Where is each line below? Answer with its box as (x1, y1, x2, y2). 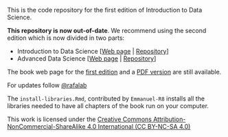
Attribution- (153, 115, 186, 123)
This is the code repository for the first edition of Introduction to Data (7, 6, 203, 14)
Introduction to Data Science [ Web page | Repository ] (16, 48, 170, 55)
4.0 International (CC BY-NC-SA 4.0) (87, 123, 191, 130)
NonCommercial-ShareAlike (7, 123, 86, 130)
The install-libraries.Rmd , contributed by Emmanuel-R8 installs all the (7, 94, 205, 103)
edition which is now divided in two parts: (7, 34, 125, 42)
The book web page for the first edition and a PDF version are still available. (7, 68, 222, 76)
